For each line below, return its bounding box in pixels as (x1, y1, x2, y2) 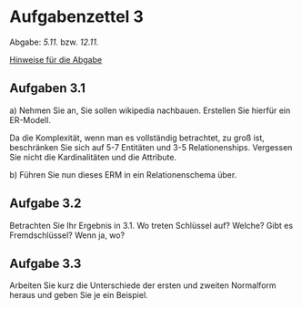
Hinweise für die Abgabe (9, 54, 103, 65)
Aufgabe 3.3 (9, 255, 82, 271)
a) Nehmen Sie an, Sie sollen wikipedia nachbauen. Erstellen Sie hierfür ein (9, 105, 291, 116)
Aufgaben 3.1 (9, 80, 86, 97)
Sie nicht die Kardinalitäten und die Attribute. (9, 151, 177, 162)
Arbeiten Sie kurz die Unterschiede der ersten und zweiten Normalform (9, 280, 277, 291)
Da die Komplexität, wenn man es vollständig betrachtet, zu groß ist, (9, 132, 266, 143)
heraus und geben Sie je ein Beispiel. (9, 290, 148, 301)
